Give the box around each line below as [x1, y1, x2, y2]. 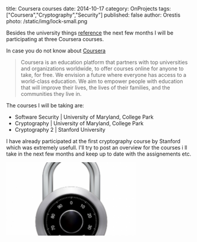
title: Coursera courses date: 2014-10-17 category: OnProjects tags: [6, 5, 171, 12]
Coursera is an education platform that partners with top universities [20, 59, 188, 66]
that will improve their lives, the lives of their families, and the [20, 84, 170, 91]
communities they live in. [20, 91, 82, 97]
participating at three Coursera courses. [6, 36, 104, 42]
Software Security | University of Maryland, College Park [14, 113, 154, 120]
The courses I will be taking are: [6, 102, 84, 109]
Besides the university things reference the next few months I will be [6, 29, 174, 36]
